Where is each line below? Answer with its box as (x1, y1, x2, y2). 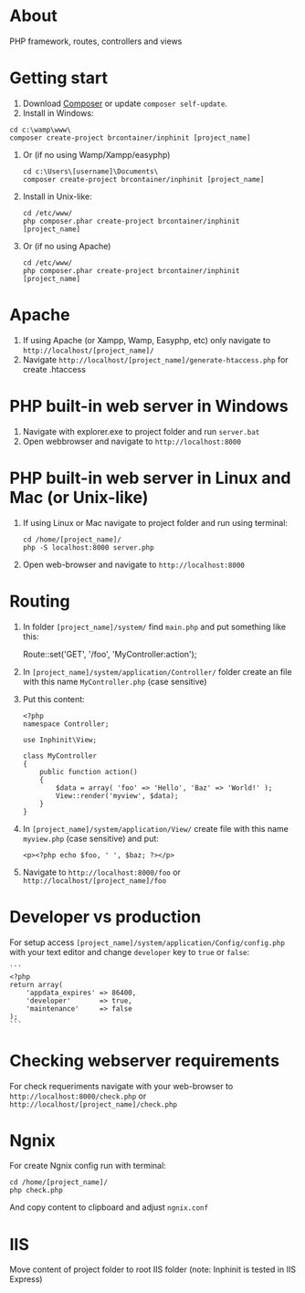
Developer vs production (9, 906, 202, 927)
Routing (9, 591, 70, 612)
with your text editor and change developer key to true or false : (9, 946, 250, 957)
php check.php (9, 1186, 64, 1195)
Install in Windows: (22, 107, 94, 119)
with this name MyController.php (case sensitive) (22, 676, 207, 687)
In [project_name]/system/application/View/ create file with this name (22, 823, 289, 834)
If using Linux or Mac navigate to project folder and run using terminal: (22, 517, 289, 528)
